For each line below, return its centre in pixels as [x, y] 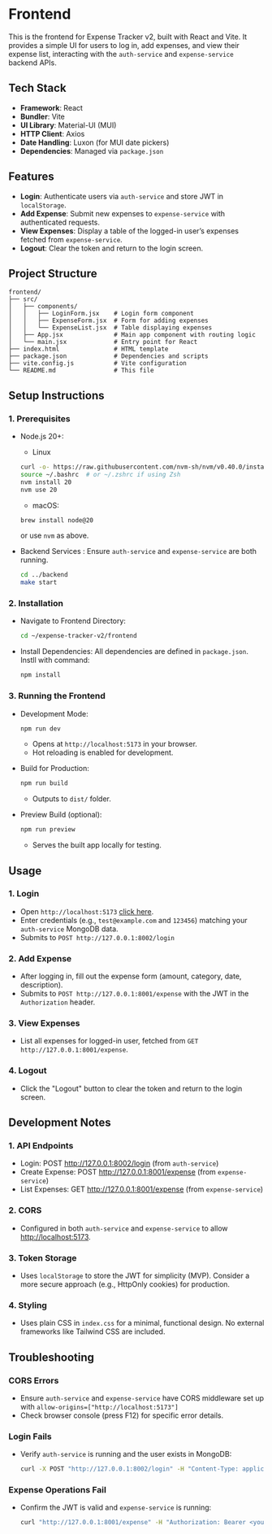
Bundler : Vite [42, 116]
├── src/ [23, 299]
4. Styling [28, 1305]
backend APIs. [32, 63]
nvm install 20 [46, 482]
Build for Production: [54, 769]
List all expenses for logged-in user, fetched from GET [109, 1041]
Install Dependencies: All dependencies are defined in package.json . [134, 652]
